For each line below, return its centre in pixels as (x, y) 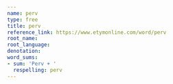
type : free (23, 20)
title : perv (24, 26)
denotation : (24, 51)
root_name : (23, 39)
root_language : (29, 45)
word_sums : (23, 58)
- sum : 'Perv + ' (32, 64)
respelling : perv (38, 70)
